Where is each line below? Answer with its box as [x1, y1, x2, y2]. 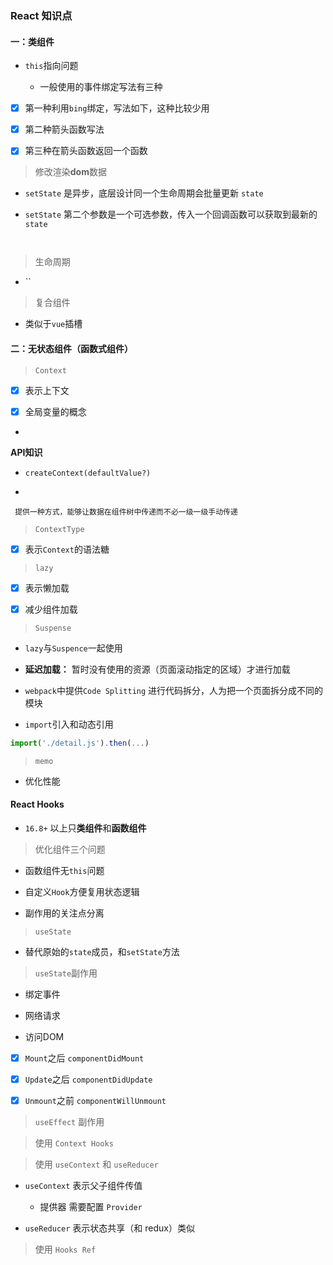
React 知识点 [10, 8, 73, 22]
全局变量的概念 [24, 405, 87, 417]
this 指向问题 [24, 60, 79, 72]
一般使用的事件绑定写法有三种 [39, 81, 163, 93]
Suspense [34, 623, 72, 633]
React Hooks [10, 798, 65, 811]
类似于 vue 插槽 [24, 318, 83, 330]
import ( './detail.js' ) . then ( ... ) [10, 738, 150, 748]
